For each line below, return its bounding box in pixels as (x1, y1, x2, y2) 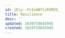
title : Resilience (5, 12, 43, 17)
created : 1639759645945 (5, 26, 54, 31)
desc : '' (5, 16, 23, 21)
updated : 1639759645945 (5, 21, 54, 26)
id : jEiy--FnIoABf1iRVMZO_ (5, 7, 60, 12)
